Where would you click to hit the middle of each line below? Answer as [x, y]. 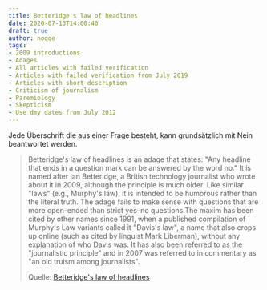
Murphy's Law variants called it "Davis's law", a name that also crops [142, 228]
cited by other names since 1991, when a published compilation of [137, 219]
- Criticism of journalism [53, 90]
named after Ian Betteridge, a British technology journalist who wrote [142, 176]
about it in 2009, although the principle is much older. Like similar [136, 185]
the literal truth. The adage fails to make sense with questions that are [143, 202]
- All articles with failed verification [79, 68]
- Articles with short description [68, 83]
